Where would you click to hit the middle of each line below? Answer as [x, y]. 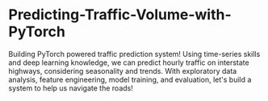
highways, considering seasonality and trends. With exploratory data [123, 71]
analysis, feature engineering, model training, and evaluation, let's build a [130, 79]
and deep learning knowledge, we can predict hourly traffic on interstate [129, 63]
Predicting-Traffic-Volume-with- [120, 15]
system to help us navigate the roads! [71, 88]
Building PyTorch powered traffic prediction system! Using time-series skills [134, 54]
